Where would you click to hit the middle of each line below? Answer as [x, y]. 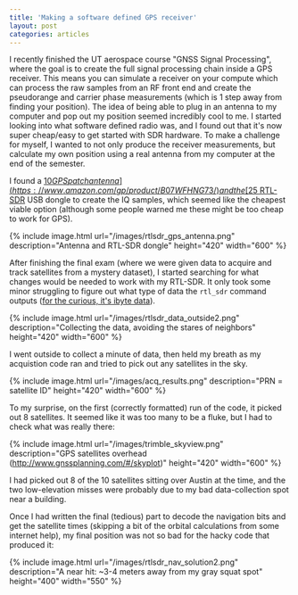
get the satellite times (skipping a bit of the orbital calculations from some [144, 526]
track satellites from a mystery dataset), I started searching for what [134, 272]
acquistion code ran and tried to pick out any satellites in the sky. [128, 364]
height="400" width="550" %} [66, 582]
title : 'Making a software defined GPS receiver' [103, 17]
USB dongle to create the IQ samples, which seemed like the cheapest [157, 200]
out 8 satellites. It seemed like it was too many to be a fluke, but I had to [141, 417]
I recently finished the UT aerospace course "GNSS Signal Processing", [141, 60]
